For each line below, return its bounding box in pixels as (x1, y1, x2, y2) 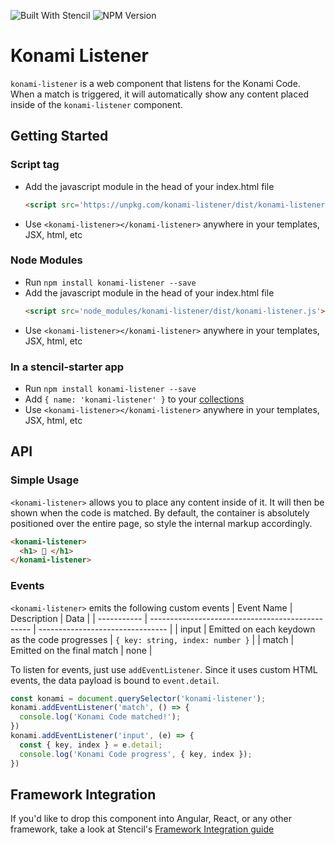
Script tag (10, 158, 60, 172)
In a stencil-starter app (10, 360, 125, 374)
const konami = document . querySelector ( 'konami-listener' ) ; (10, 693, 267, 704)
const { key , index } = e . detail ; (19, 740, 163, 750)
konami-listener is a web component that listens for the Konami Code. (10, 77, 301, 89)
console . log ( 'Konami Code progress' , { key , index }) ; (19, 749, 253, 759)
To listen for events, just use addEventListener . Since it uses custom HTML (10, 663, 318, 675)
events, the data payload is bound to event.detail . (10, 674, 220, 686)
